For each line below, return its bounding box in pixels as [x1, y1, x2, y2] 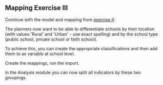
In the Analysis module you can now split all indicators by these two [5, 70, 142, 75]
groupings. [5, 74, 27, 80]
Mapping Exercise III [5, 4, 68, 12]
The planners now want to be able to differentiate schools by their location [5, 26, 155, 32]
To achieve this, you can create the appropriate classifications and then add [5, 45, 158, 51]
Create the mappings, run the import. [5, 60, 80, 66]
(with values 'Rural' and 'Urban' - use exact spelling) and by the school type [5, 31, 158, 37]
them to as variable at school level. [5, 51, 75, 57]
